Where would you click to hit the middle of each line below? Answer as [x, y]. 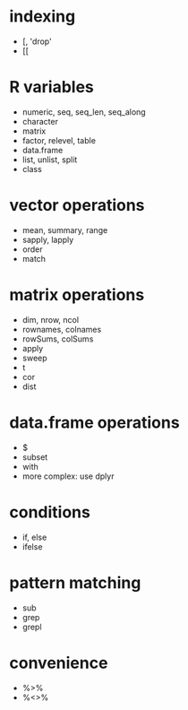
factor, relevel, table [59, 140]
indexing [43, 17]
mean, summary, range [65, 229]
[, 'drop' [37, 41]
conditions [50, 512]
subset [35, 457]
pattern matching [75, 582]
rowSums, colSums [58, 339]
